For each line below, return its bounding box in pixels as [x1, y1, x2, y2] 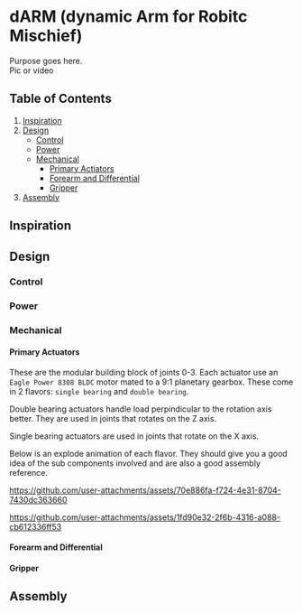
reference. [9, 467, 48, 478]
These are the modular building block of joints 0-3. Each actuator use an [9, 367, 279, 377]
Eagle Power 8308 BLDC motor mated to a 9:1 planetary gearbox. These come [9, 376, 294, 387]
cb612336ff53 [9, 521, 62, 532]
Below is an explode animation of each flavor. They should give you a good [9, 448, 288, 459]
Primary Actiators [49, 163, 114, 173]
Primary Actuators [9, 346, 80, 358]
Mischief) [9, 25, 83, 46]
